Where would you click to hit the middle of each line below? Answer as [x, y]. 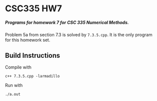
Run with [14, 85]
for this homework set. [28, 40]
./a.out [13, 94]
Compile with [18, 67]
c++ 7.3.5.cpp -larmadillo [32, 76]
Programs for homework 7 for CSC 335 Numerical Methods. [67, 22]
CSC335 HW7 [34, 9]
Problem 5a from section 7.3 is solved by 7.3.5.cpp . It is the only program [79, 35]
